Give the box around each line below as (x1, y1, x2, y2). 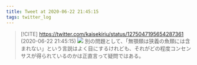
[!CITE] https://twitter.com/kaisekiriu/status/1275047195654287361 (20, 30, 184, 37)
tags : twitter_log (6, 14, 51, 20)
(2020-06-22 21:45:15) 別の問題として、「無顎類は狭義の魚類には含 (20, 37, 191, 44)
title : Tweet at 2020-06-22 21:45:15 (6, 8, 99, 15)
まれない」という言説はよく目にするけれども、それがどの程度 (20, 45, 171, 52)
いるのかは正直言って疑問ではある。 (57, 52, 145, 59)
